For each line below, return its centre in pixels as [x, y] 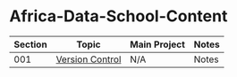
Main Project [157, 44]
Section [30, 44]
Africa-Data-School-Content [118, 16]
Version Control [89, 59]
